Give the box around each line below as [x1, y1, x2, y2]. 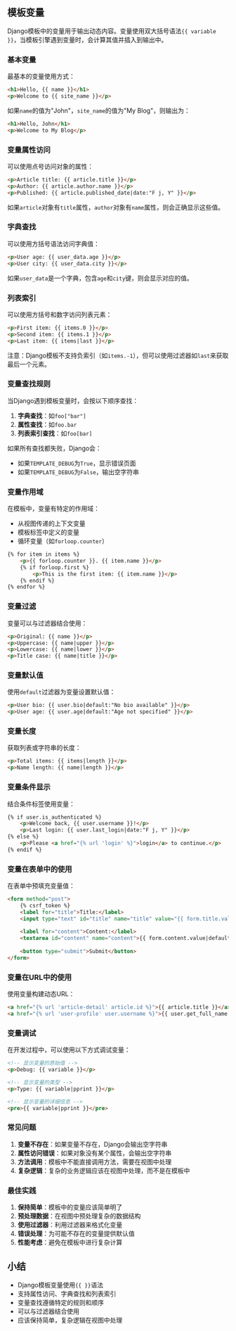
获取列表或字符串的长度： [7, 744, 81, 752]
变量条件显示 [7, 782, 51, 792]
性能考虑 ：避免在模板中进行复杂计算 [17, 1238, 123, 1247]
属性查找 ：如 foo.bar [17, 420, 77, 428]
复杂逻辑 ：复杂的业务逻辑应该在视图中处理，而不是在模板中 [17, 1166, 190, 1175]
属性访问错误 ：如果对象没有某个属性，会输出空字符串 [17, 1149, 172, 1157]
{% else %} [7, 833, 39, 841]
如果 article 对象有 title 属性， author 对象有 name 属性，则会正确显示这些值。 [7, 203, 225, 211]
